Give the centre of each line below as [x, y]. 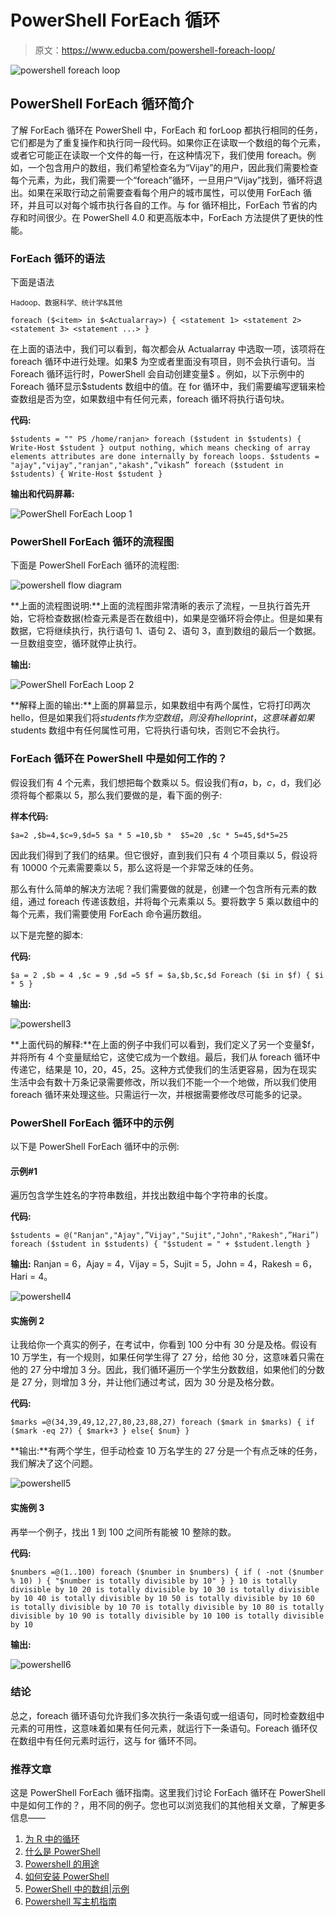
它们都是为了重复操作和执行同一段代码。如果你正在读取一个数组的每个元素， [168, 142]
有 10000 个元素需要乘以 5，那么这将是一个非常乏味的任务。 [135, 867]
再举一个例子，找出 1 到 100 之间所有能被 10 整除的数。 [123, 1532]
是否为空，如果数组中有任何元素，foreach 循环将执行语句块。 [163, 399]
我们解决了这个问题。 [54, 1463]
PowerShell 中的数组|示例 [77, 1889]
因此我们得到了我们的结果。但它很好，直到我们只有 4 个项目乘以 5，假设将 [164, 855]
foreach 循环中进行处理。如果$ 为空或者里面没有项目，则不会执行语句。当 [163, 362]
